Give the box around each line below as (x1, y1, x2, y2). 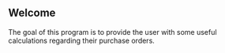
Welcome (8, 6, 56, 20)
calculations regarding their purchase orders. (8, 36, 156, 45)
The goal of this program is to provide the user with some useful (8, 27, 217, 36)
